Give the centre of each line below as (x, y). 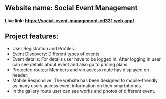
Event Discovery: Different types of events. (56, 54)
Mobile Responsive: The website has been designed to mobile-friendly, (85, 80)
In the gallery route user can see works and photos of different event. (84, 91)
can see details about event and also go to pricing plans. (70, 64)
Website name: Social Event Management (71, 8)
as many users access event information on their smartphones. (77, 86)
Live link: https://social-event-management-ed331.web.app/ (70, 21)
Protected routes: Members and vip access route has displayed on (81, 70)
